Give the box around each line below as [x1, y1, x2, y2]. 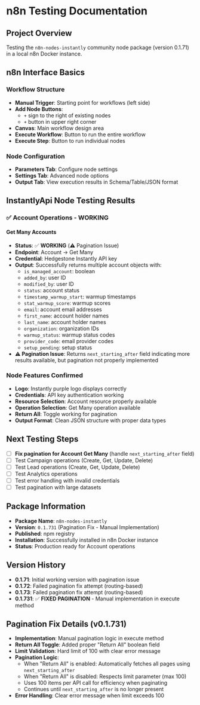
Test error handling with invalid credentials [14, 477, 120, 484]
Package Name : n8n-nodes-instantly [14, 517, 107, 524]
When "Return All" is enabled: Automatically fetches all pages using [23, 660, 190, 667]
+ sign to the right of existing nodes [23, 112, 111, 119]
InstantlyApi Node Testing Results [6, 196, 136, 206]
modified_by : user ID [23, 280, 75, 288]
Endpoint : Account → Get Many [14, 248, 94, 255]
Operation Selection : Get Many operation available [14, 404, 141, 411]
